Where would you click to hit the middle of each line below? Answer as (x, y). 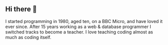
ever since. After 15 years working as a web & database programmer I (78, 26)
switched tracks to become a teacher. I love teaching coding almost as (79, 32)
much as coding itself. (29, 37)
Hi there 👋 (21, 9)
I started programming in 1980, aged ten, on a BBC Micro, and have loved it (84, 21)
